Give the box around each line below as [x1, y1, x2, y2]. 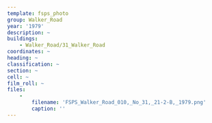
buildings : [7, 36, 38, 42]
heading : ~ [7, 55, 38, 61]
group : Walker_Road [7, 16, 63, 23]
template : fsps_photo [7, 10, 69, 17]
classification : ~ [7, 61, 59, 68]
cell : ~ [7, 73, 29, 81]
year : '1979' [7, 23, 44, 29]
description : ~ [7, 29, 51, 36]
